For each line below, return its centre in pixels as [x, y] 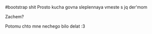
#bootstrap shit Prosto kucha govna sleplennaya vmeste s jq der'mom [76, 7]
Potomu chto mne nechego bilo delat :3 [45, 26]
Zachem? [15, 17]
